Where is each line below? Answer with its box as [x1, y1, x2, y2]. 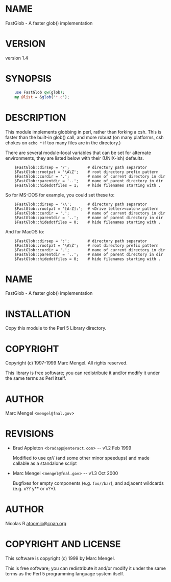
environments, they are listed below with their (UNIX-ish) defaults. [5, 155, 144, 161]
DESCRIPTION [5, 112, 66, 123]
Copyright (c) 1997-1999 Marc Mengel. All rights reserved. [5, 360, 128, 366]
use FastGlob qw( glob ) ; [14, 90, 65, 95]
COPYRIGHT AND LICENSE [5, 538, 121, 550]
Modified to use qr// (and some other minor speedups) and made [12, 455, 150, 461]
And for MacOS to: [5, 228, 44, 234]
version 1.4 [5, 55, 29, 61]
